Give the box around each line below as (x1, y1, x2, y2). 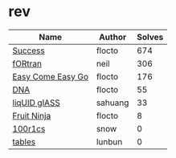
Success (12, 45, 46, 56)
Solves (136, 31, 164, 43)
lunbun (96, 136, 123, 147)
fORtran (12, 58, 43, 69)
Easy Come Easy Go (12, 71, 89, 82)
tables (12, 136, 36, 147)
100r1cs (12, 123, 46, 134)
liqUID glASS (12, 97, 60, 108)
